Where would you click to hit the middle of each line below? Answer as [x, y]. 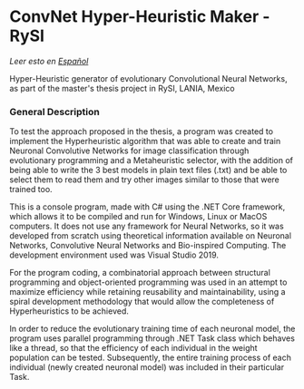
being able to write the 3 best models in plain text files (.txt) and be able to [148, 170]
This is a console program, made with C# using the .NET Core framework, [147, 207]
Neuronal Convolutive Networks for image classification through [129, 151]
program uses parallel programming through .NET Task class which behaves [152, 338]
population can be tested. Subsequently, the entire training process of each [151, 358]
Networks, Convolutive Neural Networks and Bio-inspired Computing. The [148, 246]
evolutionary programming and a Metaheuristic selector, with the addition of [151, 160]
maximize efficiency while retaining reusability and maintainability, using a [147, 292]
